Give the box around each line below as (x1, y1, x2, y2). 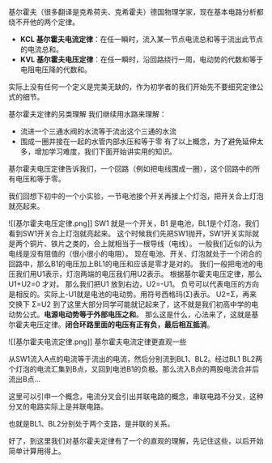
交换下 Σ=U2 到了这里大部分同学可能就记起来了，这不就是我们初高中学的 (8, 299, 252, 309)
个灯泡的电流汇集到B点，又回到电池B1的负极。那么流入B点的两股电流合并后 (8, 364, 260, 374)
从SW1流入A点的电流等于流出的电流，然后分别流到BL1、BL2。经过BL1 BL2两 (8, 355, 263, 363)
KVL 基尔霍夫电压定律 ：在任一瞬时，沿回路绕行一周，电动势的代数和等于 (19, 55, 264, 64)
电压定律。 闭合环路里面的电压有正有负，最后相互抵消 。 (29, 320, 215, 329)
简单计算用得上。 (8, 446, 66, 456)
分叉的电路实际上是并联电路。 (8, 401, 108, 411)
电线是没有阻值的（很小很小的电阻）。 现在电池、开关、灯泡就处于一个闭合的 (8, 249, 262, 258)
